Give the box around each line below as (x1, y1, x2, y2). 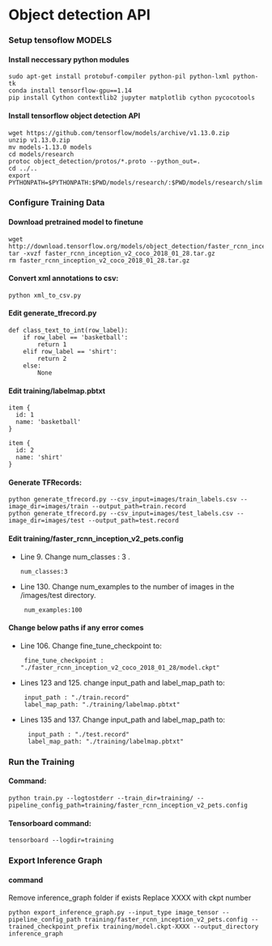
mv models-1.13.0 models (8, 143, 92, 151)
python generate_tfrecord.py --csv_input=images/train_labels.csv (8, 495, 237, 503)
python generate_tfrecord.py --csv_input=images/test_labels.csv (8, 510, 233, 518)
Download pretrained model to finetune (8, 217, 144, 227)
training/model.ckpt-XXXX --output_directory (102, 923, 259, 931)
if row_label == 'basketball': (23, 333, 129, 341)
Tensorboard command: (8, 818, 91, 828)
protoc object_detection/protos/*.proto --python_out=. (8, 157, 201, 165)
